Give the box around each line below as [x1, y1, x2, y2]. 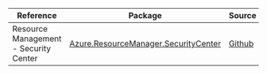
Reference [17, 10, 57, 20]
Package [128, 10, 163, 20]
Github [228, 39, 254, 49]
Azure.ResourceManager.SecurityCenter [69, 39, 221, 49]
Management [12, 33, 62, 44]
